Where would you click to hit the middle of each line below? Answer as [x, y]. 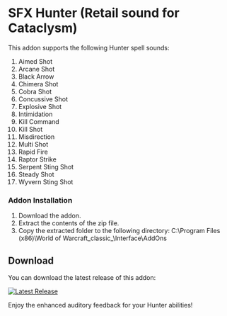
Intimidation [35, 114]
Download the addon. [50, 216]
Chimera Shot [38, 84]
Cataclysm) [43, 28]
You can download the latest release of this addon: [82, 278]
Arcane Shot [36, 69]
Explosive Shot [40, 106]
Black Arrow [36, 77]
